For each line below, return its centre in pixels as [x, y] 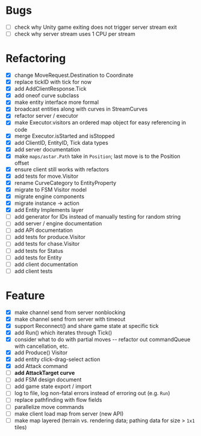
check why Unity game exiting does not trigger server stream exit [95, 27]
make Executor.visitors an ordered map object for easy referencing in [100, 123]
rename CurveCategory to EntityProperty [65, 183]
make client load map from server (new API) [69, 413]
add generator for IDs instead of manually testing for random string [97, 217]
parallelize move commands [49, 407]
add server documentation [47, 149]
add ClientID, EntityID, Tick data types [61, 142]
